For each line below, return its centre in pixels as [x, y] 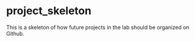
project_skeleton [49, 11]
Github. [15, 33]
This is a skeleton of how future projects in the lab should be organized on [98, 27]
